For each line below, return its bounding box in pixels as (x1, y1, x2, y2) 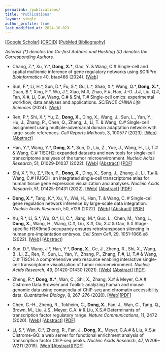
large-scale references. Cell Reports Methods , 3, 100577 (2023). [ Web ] (12, 130, 157, 136)
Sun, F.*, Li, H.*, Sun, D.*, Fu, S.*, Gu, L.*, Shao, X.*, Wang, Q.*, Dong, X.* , (12, 83, 160, 89)
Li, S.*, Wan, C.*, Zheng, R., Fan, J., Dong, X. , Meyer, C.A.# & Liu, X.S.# (12, 327, 156, 333)
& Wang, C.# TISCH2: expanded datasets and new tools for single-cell (12, 150, 155, 156)
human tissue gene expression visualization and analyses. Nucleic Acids (12, 181, 160, 187)
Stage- (134, 221, 149, 227)
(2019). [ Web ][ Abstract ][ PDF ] (24, 343, 84, 349)
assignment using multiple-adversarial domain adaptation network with (12, 124, 157, 131)
